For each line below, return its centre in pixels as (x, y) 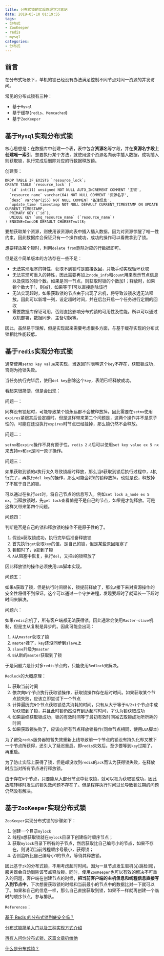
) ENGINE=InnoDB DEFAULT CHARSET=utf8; (46, 222)
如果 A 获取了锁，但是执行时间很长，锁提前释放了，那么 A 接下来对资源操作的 (80, 587)
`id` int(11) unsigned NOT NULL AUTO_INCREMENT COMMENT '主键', (75, 190)
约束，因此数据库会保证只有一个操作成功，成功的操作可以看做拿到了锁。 (78, 237)
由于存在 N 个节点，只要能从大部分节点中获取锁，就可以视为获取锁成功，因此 (81, 779)
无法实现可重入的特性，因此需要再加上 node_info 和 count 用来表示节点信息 (85, 275)
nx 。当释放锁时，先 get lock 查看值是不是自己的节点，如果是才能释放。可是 (80, 500)
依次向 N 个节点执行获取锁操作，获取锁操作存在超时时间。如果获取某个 (82, 693)
